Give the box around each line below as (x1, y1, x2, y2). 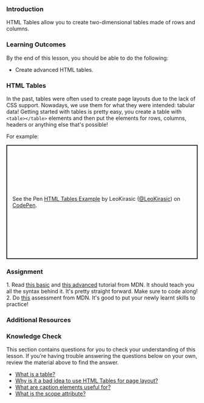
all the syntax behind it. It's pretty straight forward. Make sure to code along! (6, 288, 198, 295)
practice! (6, 301, 29, 308)
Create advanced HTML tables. (15, 66, 93, 73)
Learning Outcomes (6, 40, 66, 49)
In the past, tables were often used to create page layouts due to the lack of (6, 95, 196, 102)
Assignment (6, 267, 44, 276)
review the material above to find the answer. (6, 359, 119, 366)
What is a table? (15, 371, 56, 378)
